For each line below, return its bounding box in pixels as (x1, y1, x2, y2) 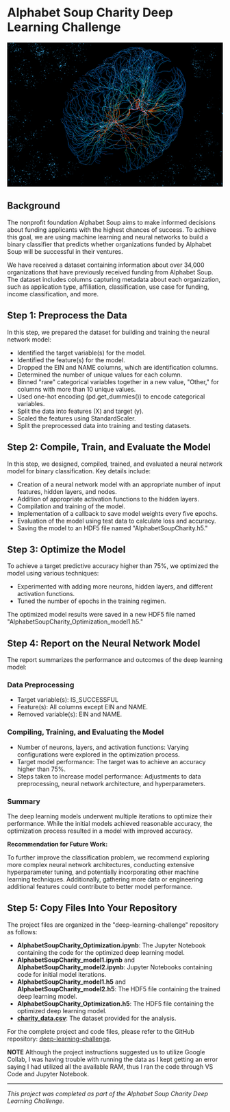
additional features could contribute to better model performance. (7, 883, 193, 891)
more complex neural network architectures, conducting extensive (7, 861, 194, 869)
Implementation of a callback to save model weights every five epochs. (16, 509, 218, 517)
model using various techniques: (7, 569, 99, 578)
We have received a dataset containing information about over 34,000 (7, 261, 205, 269)
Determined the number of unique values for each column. (16, 370, 183, 379)
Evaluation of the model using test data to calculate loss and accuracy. (16, 517, 217, 525)
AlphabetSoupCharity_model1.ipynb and (16, 956, 135, 964)
